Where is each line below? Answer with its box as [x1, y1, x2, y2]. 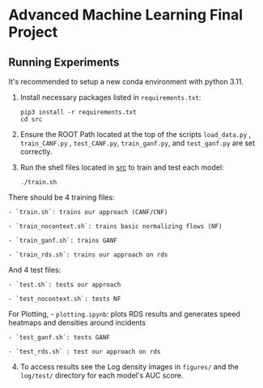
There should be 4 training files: [8, 192, 115, 202]
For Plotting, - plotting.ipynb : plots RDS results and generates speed [8, 309, 241, 318]
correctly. [19, 147, 53, 156]
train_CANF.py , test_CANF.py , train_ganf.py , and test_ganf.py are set [19, 138, 256, 148]
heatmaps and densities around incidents [8, 318, 146, 327]
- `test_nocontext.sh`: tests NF [8, 295, 121, 303]
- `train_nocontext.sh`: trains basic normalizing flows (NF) [8, 222, 223, 231]
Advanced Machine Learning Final [8, 6, 244, 24]
